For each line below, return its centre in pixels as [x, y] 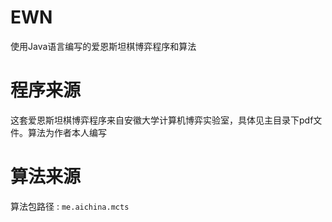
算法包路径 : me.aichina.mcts [70, 206]
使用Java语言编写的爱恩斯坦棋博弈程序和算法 [103, 46]
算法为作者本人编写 [67, 132]
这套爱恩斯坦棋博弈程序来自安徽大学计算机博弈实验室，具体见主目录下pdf [162, 120]
